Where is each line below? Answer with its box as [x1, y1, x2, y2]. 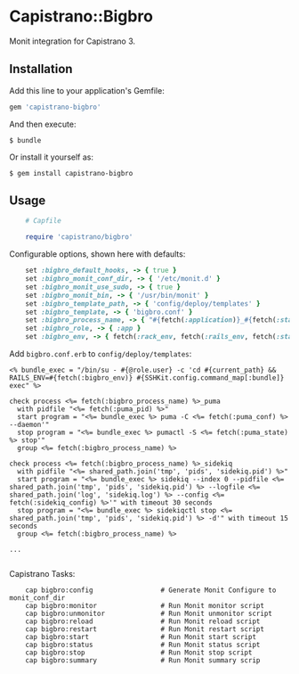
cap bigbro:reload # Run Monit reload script [25, 617, 261, 626]
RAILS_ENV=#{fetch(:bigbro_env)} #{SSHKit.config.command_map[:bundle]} [9, 374, 285, 382]
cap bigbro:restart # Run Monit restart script [25, 625, 265, 634]
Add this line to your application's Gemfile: [9, 85, 165, 95]
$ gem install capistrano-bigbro [9, 168, 133, 177]
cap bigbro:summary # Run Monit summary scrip [25, 656, 261, 665]
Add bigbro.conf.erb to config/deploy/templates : [9, 349, 192, 359]
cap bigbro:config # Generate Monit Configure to [25, 586, 277, 595]
